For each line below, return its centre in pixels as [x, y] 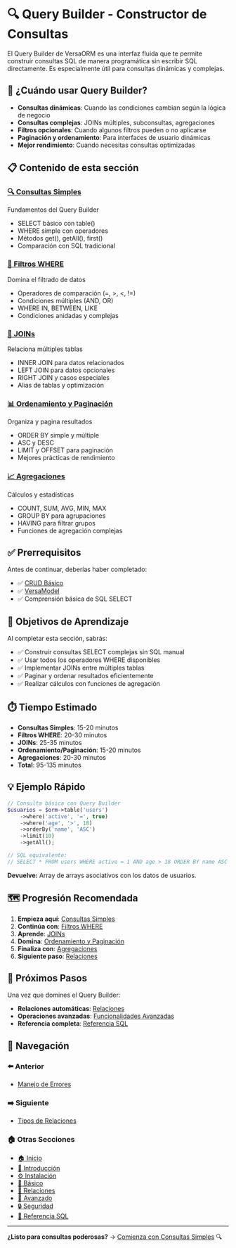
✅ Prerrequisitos [44, 553]
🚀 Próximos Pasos [47, 978]
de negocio [34, 115]
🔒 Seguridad [35, 1206]
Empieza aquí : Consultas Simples [66, 919]
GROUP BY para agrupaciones [61, 516]
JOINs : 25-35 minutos [50, 743]
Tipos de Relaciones [47, 1121]
